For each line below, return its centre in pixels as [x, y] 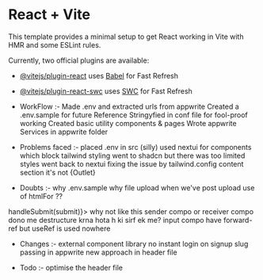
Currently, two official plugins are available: [79, 60]
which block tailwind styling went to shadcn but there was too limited [132, 155]
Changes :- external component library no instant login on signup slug [134, 244]
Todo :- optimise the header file [71, 267]
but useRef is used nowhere [65, 228]
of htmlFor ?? [41, 196]
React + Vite [50, 15]
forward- [238, 220]
